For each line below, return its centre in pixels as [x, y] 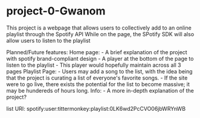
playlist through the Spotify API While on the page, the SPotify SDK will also [100, 34]
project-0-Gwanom [56, 11]
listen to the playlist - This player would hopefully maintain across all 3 [94, 65]
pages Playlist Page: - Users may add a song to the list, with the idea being [99, 71]
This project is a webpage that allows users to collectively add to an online [99, 28]
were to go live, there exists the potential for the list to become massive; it [98, 84]
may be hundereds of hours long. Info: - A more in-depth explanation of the [100, 90]
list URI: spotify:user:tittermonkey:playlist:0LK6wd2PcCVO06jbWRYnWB [96, 108]
